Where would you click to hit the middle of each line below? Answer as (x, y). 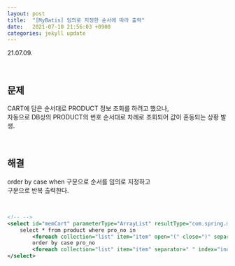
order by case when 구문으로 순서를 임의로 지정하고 (79, 182)
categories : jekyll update (47, 33)
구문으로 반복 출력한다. (38, 190)
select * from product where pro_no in (78, 230)
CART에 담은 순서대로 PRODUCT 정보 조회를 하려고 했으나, (88, 108)
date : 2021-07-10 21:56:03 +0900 (59, 27)
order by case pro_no (64, 243)
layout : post (26, 14)
